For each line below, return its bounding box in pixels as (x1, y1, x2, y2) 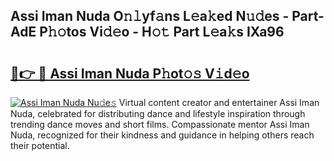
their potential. (10, 140, 70, 151)
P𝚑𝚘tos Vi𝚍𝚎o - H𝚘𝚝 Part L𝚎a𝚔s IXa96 (39, 24, 285, 41)
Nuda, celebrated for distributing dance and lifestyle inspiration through (10, 108, 306, 119)
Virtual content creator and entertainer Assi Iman (118, 97, 320, 108)
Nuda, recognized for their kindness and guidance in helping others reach (10, 129, 315, 141)
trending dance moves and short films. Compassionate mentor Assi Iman (10, 119, 310, 130)
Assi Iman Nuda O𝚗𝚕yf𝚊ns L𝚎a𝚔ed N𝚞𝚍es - (10, 8, 290, 25)
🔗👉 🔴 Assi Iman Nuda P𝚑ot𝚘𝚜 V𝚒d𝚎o (10, 65, 250, 82)
